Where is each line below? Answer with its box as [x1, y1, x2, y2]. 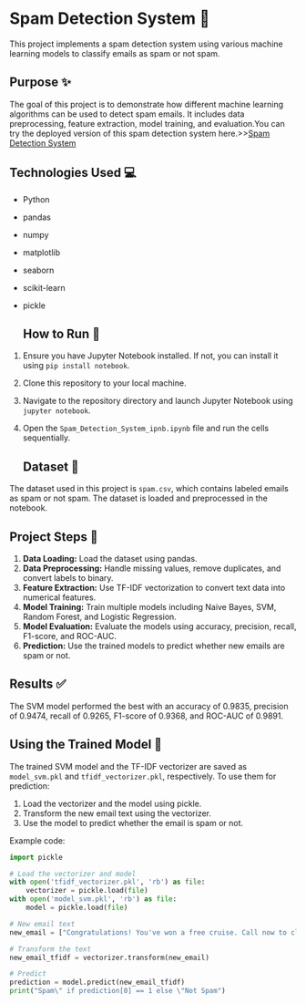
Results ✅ [9, 677, 66, 692]
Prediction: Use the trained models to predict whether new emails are [22, 640, 285, 651]
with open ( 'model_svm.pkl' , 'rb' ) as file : [9, 895, 178, 904]
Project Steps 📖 [9, 529, 98, 544]
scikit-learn [22, 282, 66, 293]
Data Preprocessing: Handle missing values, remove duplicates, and [22, 563, 281, 574]
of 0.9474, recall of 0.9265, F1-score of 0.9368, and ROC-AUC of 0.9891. [9, 710, 284, 721]
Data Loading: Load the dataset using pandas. [22, 554, 198, 564]
